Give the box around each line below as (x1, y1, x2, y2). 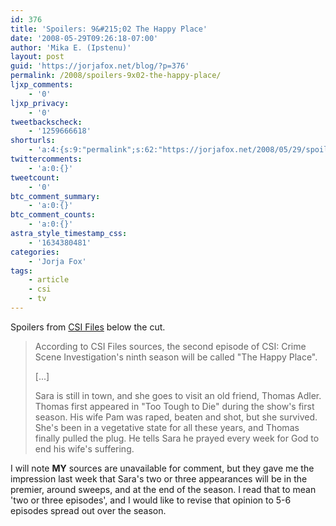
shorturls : (10, 136, 56, 146)
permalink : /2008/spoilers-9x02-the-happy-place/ (10, 71, 222, 81)
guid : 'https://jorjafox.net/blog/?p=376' (10, 61, 190, 71)
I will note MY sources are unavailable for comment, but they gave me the (10, 462, 315, 474)
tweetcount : (10, 172, 60, 183)
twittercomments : (10, 154, 83, 164)
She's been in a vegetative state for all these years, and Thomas (34, 421, 300, 433)
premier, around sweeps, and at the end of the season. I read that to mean (10, 483, 317, 495)
